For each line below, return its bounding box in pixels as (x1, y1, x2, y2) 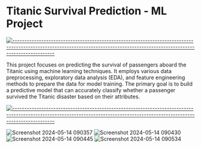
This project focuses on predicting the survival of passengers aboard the (6, 61, 187, 68)
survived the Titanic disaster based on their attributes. (6, 93, 140, 100)
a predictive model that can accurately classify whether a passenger (6, 86, 176, 93)
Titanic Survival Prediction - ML (6, 4, 167, 18)
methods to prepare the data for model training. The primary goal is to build (6, 80, 193, 87)
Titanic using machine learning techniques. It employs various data (6, 67, 172, 74)
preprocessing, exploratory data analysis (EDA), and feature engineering (6, 74, 185, 81)
